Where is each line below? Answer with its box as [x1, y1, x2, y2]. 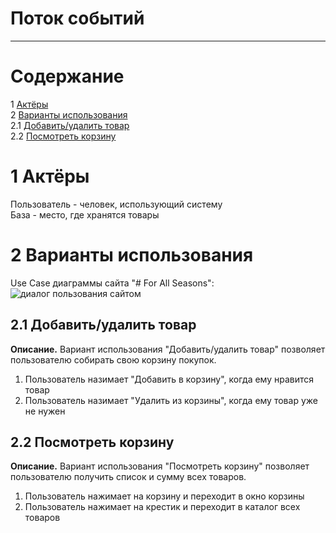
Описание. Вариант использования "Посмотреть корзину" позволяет [10, 460, 310, 472]
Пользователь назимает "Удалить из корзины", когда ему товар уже [24, 394, 318, 406]
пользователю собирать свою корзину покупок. [10, 353, 217, 366]
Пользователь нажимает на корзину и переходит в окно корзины [24, 490, 305, 502]
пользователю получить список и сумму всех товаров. [10, 471, 247, 483]
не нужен [24, 405, 66, 417]
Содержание [10, 65, 125, 88]
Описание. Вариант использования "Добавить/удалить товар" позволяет [10, 343, 326, 355]
